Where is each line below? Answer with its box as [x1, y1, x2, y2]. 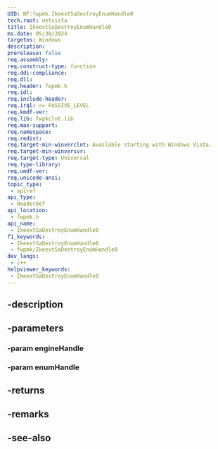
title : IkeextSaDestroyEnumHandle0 [7, 23, 112, 30]
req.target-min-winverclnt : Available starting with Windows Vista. [7, 142, 212, 149]
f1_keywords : [7, 233, 46, 240]
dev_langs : [7, 253, 39, 260]
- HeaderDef [10, 200, 46, 208]
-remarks [7, 408, 49, 420]
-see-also [7, 432, 51, 444]
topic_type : [7, 180, 42, 187]
